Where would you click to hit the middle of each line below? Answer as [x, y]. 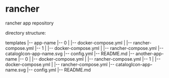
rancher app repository [30, 23]
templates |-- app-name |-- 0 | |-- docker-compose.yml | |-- [69, 43]
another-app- [150, 54]
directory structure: [26, 33]
